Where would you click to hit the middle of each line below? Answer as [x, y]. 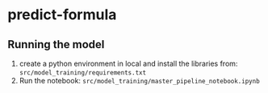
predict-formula [62, 15]
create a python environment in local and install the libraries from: [128, 63]
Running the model [56, 44]
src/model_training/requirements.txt [83, 73]
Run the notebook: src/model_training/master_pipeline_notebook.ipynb [139, 81]
